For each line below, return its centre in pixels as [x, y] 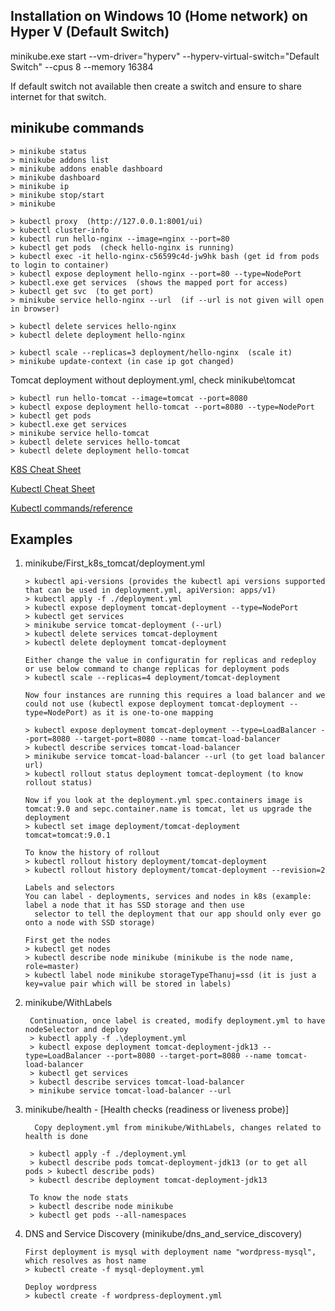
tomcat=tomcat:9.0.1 [67, 835]
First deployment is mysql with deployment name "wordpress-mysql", [170, 1252]
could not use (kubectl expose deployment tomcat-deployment [155, 704]
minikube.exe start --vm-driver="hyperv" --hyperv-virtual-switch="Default [165, 56]
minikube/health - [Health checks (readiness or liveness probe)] [157, 1110]
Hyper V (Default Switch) [90, 32]
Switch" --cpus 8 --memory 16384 [82, 66]
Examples [41, 539]
